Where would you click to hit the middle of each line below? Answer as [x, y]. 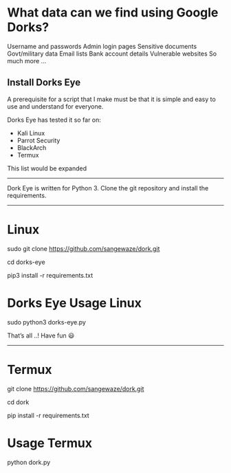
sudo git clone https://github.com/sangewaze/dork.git [84, 248]
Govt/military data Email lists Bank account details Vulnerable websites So [112, 54]
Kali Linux [31, 133]
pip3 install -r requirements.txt [50, 275]
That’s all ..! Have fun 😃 [41, 335]
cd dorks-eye [26, 262]
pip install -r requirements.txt [48, 415]
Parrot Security [38, 140]
